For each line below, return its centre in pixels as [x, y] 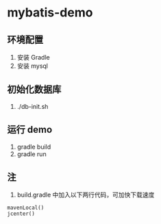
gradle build [34, 147]
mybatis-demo [50, 13]
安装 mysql [33, 66]
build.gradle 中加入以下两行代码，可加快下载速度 [86, 195]
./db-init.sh [33, 106]
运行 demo [30, 130]
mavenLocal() [26, 208]
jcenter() [21, 214]
